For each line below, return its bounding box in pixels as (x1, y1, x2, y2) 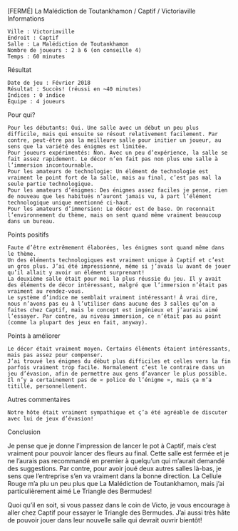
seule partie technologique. (7, 180, 94, 187)
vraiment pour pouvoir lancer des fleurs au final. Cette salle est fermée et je (7, 449, 229, 458)
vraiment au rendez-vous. (7, 288, 84, 295)
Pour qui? (7, 110, 36, 119)
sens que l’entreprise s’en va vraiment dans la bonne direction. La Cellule (7, 472, 222, 480)
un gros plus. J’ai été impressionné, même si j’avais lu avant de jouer (7, 263, 232, 270)
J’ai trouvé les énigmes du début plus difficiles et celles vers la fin (7, 358, 232, 365)
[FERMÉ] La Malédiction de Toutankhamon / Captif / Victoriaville (7, 7, 196, 15)
